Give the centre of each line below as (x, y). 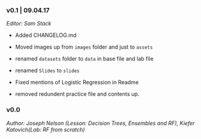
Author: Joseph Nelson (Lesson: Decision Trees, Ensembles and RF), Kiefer (101, 123)
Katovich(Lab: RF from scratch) (46, 129)
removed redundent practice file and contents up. (77, 94)
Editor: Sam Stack (29, 24)
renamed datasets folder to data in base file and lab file (84, 59)
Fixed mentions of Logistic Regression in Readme (77, 83)
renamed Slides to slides (47, 70)
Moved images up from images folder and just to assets (84, 47)
